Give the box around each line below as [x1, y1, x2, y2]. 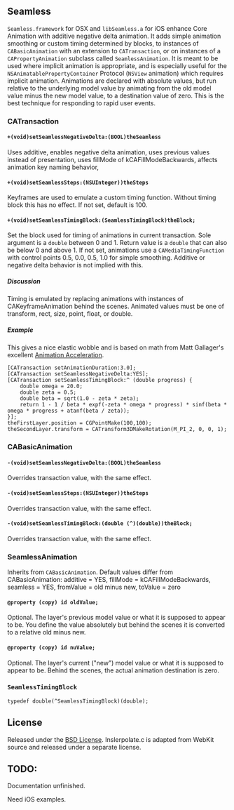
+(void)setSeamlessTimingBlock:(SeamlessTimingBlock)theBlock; [7, 217, 196, 224]
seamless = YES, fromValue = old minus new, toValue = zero [7, 583, 181, 592]
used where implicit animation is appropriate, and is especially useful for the [7, 61, 228, 69]
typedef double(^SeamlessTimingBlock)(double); [7, 698, 149, 705]
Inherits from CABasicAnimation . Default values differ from [7, 568, 174, 576]
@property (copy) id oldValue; [7, 599, 99, 606]
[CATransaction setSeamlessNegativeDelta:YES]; [7, 371, 149, 378]
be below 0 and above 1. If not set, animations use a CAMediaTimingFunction [7, 246, 225, 255]
